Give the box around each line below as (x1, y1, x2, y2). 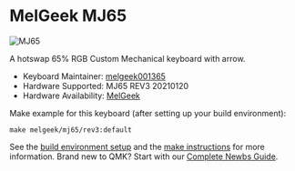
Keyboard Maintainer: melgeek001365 (22, 70, 167, 82)
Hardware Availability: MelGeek (22, 90, 141, 101)
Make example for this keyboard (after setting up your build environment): (9, 107, 287, 118)
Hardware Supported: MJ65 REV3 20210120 (22, 80, 189, 91)
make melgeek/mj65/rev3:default (9, 125, 132, 135)
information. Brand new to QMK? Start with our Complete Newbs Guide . (9, 151, 279, 162)
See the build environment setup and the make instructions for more (9, 141, 266, 152)
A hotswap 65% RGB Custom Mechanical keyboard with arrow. (9, 53, 246, 64)
